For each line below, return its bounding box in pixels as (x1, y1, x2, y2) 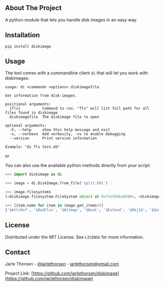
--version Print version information (9, 136, 97, 141)
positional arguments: (5, 102, 51, 107)
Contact (5, 248, 30, 256)
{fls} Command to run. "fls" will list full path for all (9, 106, 150, 111)
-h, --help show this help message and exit (9, 127, 110, 132)
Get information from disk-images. (5, 93, 78, 98)
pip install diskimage (5, 44, 51, 49)
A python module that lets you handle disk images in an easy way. (5, 17, 138, 22)
